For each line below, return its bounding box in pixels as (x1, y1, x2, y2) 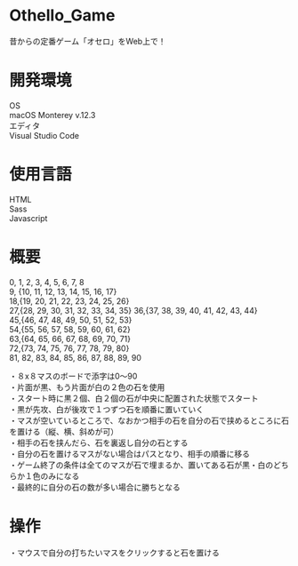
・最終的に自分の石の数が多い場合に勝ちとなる (9, 482, 181, 492)
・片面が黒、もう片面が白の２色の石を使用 (9, 381, 165, 392)
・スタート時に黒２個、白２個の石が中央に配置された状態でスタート (9, 393, 259, 403)
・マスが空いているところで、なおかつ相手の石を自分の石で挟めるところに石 (9, 415, 290, 426)
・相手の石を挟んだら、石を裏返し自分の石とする (9, 437, 189, 448)
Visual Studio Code (9, 130, 80, 140)
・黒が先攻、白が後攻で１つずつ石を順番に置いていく (9, 403, 205, 414)
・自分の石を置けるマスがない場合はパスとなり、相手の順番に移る (9, 448, 251, 458)
